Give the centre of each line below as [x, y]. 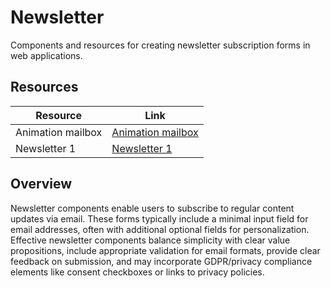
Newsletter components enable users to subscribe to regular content [152, 208]
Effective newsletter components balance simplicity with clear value [150, 240]
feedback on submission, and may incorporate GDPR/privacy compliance [161, 261]
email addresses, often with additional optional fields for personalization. [160, 229]
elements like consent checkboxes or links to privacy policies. [137, 272]
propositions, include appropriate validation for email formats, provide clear [165, 250]
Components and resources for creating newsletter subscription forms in [160, 45]
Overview [41, 184]
